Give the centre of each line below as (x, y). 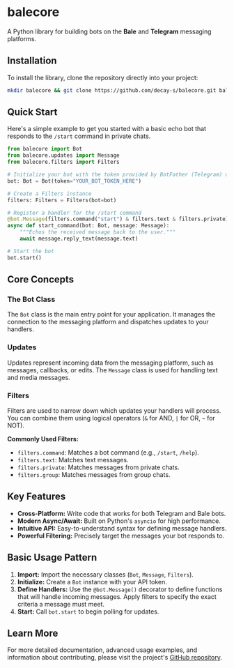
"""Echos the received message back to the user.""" (98, 232)
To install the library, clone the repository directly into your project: (103, 77)
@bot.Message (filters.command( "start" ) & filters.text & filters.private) (118, 219)
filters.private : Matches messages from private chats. (98, 467)
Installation (32, 61)
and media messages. (39, 377)
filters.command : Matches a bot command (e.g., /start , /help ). (108, 452)
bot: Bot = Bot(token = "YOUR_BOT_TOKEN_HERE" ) (74, 181)
